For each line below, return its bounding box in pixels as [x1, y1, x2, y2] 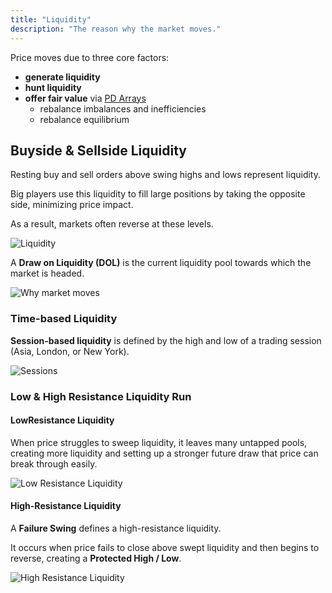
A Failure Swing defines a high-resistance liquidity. [10, 522, 222, 534]
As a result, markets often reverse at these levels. [10, 218, 214, 230]
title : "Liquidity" [10, 14, 92, 25]
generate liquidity [24, 71, 101, 83]
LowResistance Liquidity [10, 414, 115, 426]
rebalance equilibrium [39, 113, 130, 125]
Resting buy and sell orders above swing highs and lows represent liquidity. [10, 169, 321, 181]
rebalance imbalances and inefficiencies [39, 102, 207, 115]
